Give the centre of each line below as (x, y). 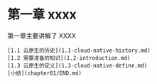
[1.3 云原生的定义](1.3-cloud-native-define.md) (77, 65)
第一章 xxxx (42, 15)
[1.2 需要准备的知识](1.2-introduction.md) (69, 58)
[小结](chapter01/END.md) (44, 73)
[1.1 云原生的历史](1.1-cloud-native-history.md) (79, 51)
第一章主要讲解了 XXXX (42, 36)
